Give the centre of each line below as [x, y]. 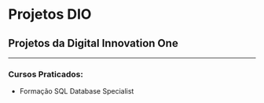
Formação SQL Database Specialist [77, 91]
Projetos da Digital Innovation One [93, 43]
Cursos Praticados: [46, 74]
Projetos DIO [50, 14]
